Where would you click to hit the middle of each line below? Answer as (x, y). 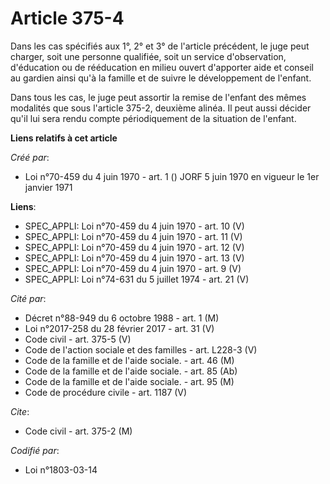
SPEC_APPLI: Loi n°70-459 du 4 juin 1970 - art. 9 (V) (133, 268)
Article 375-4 (67, 18)
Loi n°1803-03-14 (61, 469)
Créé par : (30, 157)
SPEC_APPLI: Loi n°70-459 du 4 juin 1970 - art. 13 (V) (134, 258)
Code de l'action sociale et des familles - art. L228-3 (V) (141, 349)
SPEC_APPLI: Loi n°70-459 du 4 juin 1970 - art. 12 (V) (134, 247)
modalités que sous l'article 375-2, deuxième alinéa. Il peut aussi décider (161, 108)
